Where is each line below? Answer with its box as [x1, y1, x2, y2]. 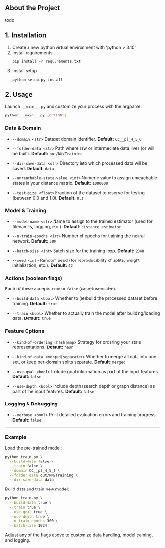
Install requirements [12, 49, 53, 56]
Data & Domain [5, 125, 41, 132]
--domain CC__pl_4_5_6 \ [9, 468, 60, 473]
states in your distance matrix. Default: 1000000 [12, 180, 108, 186]
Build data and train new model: [5, 486, 69, 492]
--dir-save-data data [9, 477, 54, 482]
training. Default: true [12, 301, 57, 307]
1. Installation [5, 31, 47, 40]
